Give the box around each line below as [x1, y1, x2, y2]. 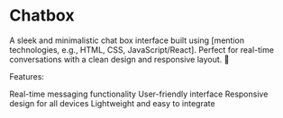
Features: [9, 71, 45, 81]
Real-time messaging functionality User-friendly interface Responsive [9, 88, 269, 99]
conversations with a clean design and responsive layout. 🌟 [9, 54, 230, 64]
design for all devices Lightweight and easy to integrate [9, 97, 215, 108]
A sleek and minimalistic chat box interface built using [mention [9, 35, 245, 46]
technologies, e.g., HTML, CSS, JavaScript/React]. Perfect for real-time [9, 44, 275, 55]
